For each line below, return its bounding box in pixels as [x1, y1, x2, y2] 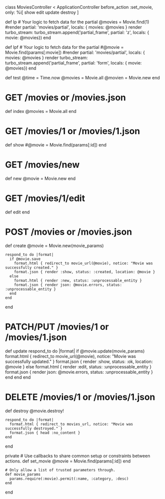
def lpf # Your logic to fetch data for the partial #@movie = [5, 44, 124, 50]
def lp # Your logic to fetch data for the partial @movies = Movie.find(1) [5, 19, 149, 25]
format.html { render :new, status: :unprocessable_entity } [14, 278, 142, 283]
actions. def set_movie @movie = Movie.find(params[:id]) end [5, 458, 131, 464]
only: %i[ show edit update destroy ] [5, 9, 79, 15]
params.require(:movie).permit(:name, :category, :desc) [9, 476, 129, 481]
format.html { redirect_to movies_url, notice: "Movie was [9, 422, 133, 427]
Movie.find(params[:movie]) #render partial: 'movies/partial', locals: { [5, 49, 145, 55]
